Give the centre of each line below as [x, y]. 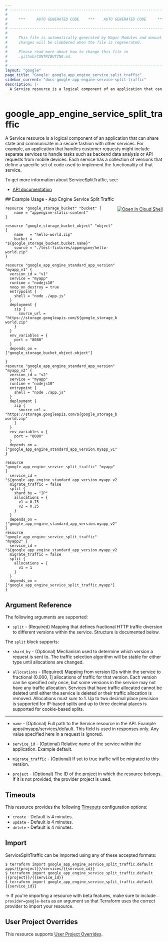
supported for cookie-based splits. [48, 709]
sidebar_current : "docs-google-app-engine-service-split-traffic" [76, 80]
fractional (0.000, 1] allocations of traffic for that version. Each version [84, 677]
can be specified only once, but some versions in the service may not [84, 683]
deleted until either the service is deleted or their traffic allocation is [82, 693]
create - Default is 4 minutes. [43, 817]
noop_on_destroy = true [34, 287]
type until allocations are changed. [48, 662]
